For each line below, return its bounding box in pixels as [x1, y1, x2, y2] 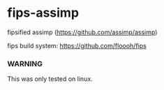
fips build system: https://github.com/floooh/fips [7, 41, 147, 50]
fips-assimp [7, 5, 79, 21]
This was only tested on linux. [7, 75, 93, 83]
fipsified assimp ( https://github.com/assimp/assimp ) [7, 28, 158, 36]
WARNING [7, 59, 43, 68]
